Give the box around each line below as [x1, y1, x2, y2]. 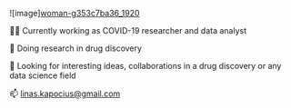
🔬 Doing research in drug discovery [9, 43, 143, 54]
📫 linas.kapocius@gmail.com [9, 88, 121, 99]
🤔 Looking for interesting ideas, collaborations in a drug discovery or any [9, 61, 282, 71]
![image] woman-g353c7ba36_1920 [9, 8, 140, 18]
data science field [9, 70, 76, 81]
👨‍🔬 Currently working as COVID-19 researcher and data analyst [9, 25, 247, 35]
